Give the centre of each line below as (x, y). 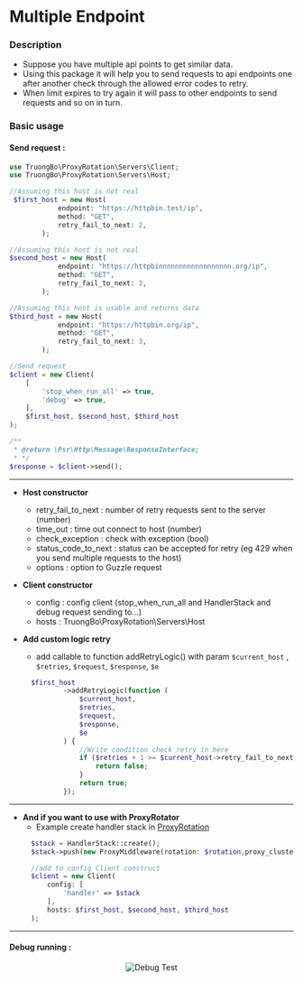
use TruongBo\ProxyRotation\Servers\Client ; (94, 167)
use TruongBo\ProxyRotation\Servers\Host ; (90, 175)
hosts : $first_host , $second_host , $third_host (138, 910)
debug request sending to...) (89, 612)
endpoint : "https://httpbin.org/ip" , (129, 325)
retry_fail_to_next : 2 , (102, 225)
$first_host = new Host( (60, 200)
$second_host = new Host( (58, 258)
